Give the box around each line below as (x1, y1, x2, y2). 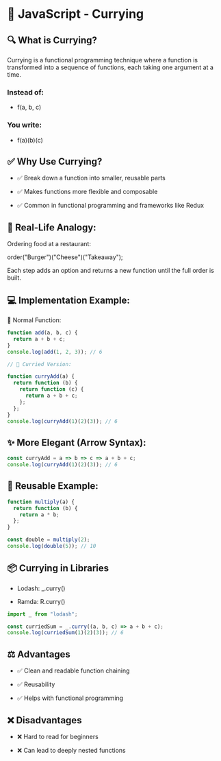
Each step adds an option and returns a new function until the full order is (7, 267, 214, 275)
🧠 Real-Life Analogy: (7, 221, 97, 233)
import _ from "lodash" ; (7, 610, 78, 618)
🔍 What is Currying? (7, 34, 97, 46)
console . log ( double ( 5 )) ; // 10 (7, 543, 96, 550)
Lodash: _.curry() (16, 584, 66, 592)
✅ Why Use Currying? (7, 156, 103, 167)
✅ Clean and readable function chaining (16, 666, 130, 675)
